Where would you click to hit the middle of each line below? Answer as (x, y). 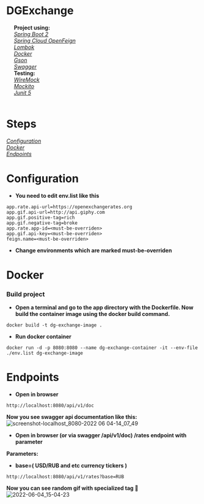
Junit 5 (23, 92)
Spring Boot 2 (31, 34)
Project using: (32, 28)
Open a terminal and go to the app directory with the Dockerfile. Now (104, 307)
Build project (26, 294)
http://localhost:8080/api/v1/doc (50, 406)
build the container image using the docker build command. (93, 314)
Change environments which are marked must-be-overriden (93, 250)
